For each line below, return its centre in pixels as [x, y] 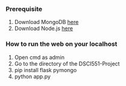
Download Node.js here [44, 28]
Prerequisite [24, 9]
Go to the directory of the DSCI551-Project [67, 63]
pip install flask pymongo [46, 70]
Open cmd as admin [39, 57]
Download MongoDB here [46, 22]
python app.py [32, 76]
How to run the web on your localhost [61, 44]
